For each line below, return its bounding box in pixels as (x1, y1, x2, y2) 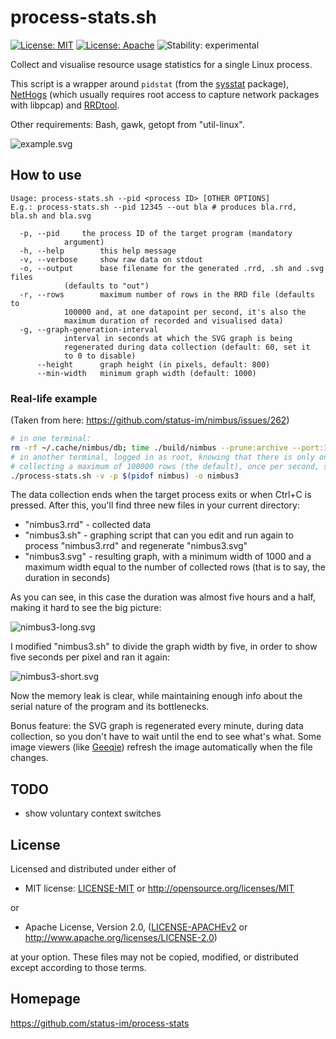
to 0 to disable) (63, 351, 137, 361)
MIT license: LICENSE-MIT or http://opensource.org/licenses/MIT (24, 882, 295, 895)
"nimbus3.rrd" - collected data (24, 519, 152, 531)
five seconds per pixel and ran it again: (10, 651, 171, 663)
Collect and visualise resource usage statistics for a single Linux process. (10, 58, 313, 70)
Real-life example (10, 391, 98, 405)
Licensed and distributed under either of (10, 863, 177, 875)
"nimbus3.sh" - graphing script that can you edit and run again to (24, 529, 294, 541)
